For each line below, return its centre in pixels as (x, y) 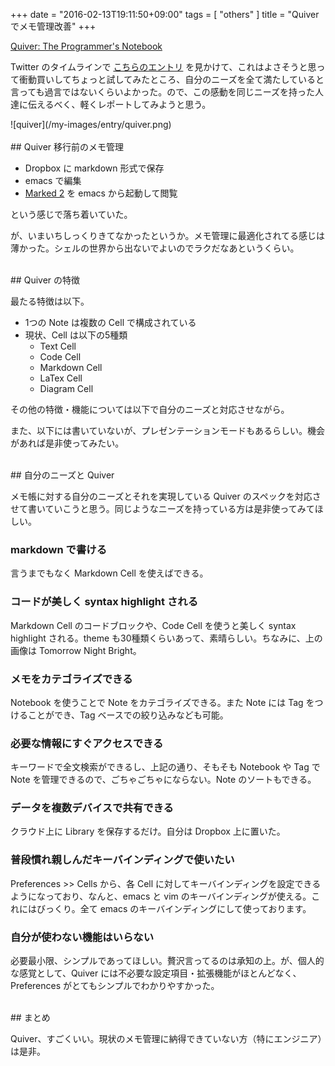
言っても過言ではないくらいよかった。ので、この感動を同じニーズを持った (163, 92)
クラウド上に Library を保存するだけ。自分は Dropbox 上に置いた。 (148, 831)
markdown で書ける (58, 549)
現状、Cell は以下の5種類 (76, 335)
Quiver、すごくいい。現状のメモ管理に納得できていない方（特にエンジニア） (166, 1039)
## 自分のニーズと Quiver (62, 475)
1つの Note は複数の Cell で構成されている (110, 322)
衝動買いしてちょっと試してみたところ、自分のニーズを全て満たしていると (171, 79)
